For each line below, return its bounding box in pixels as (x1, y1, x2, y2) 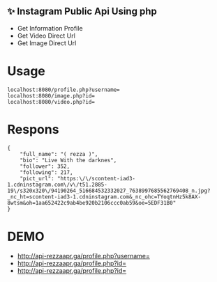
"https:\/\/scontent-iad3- (57, 175, 136, 182)
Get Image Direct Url (17, 38, 77, 47)
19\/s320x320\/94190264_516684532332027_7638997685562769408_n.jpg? (7, 187, 211, 194)
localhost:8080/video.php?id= (7, 98, 96, 105)
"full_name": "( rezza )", (20, 150, 98, 157)
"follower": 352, (20, 163, 70, 170)
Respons (7, 121, 59, 137)
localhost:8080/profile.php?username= (7, 86, 120, 93)
